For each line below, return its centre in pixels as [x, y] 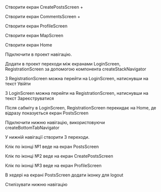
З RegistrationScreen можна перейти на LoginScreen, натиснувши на [77, 78]
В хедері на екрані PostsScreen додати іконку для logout [64, 175]
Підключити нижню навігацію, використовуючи [55, 122]
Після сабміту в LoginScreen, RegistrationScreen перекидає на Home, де [80, 108]
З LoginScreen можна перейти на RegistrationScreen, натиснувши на [77, 93]
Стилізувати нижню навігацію [36, 184]
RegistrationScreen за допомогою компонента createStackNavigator [76, 69]
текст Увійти [18, 84]
